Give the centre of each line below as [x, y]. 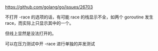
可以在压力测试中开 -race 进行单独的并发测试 [50, 44]
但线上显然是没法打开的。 [31, 33]
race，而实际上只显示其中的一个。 [39, 23]
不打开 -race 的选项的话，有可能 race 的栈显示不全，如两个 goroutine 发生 [79, 17]
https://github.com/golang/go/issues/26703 [49, 7]
